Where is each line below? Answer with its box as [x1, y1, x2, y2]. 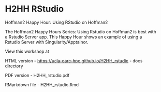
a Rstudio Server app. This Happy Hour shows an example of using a [5, 34, 142, 40]
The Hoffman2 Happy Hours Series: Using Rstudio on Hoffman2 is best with [5, 29, 156, 34]
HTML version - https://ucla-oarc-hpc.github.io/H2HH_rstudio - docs [5, 58, 143, 63]
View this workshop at [5, 48, 49, 54]
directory [5, 63, 23, 69]
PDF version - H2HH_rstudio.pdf [5, 72, 70, 78]
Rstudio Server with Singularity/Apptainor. [5, 39, 88, 45]
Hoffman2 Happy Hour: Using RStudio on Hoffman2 [5, 19, 108, 25]
